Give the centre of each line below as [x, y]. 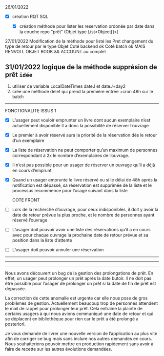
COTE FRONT [26, 200]
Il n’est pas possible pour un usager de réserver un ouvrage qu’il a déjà [83, 165]
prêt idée [19, 74]
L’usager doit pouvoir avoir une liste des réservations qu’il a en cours [81, 230]
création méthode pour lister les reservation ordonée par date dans [87, 26]
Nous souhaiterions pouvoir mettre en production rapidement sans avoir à [79, 344]
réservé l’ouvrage [30, 220]
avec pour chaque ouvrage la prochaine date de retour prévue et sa [80, 235]
